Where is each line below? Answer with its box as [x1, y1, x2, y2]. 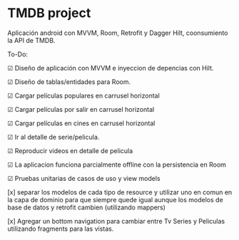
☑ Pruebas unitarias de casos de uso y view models [7, 174, 161, 182]
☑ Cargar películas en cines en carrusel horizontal [7, 119, 156, 127]
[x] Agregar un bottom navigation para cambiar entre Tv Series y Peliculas [7, 216, 225, 225]
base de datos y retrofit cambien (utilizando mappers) [7, 203, 166, 212]
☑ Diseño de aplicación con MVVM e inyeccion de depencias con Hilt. [7, 63, 214, 72]
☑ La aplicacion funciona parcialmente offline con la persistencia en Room [7, 160, 227, 169]
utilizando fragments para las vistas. [7, 224, 114, 233]
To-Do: [7, 50, 29, 58]
